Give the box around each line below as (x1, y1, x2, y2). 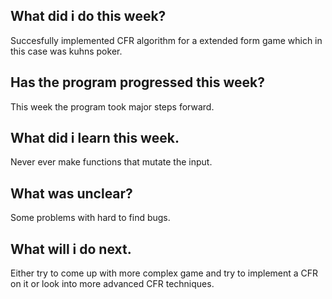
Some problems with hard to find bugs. (10, 212, 171, 224)
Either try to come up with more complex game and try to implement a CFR (10, 267, 319, 279)
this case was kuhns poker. (10, 45, 123, 57)
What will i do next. (10, 240, 132, 258)
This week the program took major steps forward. (10, 100, 215, 113)
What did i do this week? (10, 8, 167, 25)
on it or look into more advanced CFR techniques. (10, 278, 215, 290)
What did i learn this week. (10, 130, 180, 147)
